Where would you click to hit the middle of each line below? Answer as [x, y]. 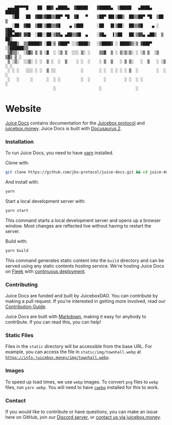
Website [23, 109]
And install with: [22, 182]
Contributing [21, 285]
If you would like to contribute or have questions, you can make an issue [81, 412]
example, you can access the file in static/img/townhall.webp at [73, 352]
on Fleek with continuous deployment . [46, 271]
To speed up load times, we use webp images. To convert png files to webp [82, 382]
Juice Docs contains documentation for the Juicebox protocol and [75, 123]
